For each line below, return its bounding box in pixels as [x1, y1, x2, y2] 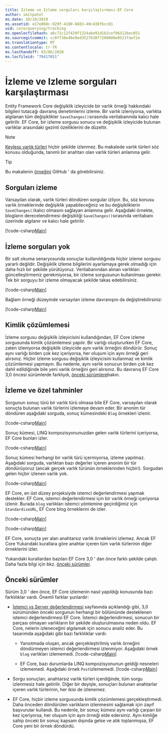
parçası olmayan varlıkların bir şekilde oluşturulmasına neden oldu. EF [12, 620, 157, 626]
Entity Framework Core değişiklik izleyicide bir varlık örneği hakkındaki [5, 103, 151, 109]
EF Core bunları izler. [5, 435, 49, 441]
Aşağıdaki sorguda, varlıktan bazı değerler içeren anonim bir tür [5, 460, 137, 466]
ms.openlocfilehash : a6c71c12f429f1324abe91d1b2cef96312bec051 [5, 31, 140, 36]
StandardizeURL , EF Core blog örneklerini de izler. [5, 506, 107, 512]
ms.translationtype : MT [5, 40, 55, 45]
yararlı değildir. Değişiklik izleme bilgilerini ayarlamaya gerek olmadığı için [5, 261, 157, 267]
